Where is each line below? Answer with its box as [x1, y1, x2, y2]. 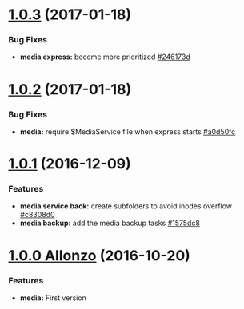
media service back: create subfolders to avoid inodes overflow [19, 201, 233, 211]
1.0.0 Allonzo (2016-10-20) [8, 246, 190, 264]
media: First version [19, 293, 86, 303]
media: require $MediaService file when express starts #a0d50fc [19, 126, 236, 137]
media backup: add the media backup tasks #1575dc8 [19, 218, 200, 228]
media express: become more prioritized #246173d [19, 52, 190, 61]
